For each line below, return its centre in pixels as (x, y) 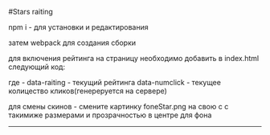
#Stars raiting (31, 12)
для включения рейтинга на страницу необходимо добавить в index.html (134, 58)
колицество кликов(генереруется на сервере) (88, 91)
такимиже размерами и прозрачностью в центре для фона (110, 115)
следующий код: (37, 67)
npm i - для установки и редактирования (78, 27)
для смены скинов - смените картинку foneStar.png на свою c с (119, 106)
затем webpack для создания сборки (72, 43)
